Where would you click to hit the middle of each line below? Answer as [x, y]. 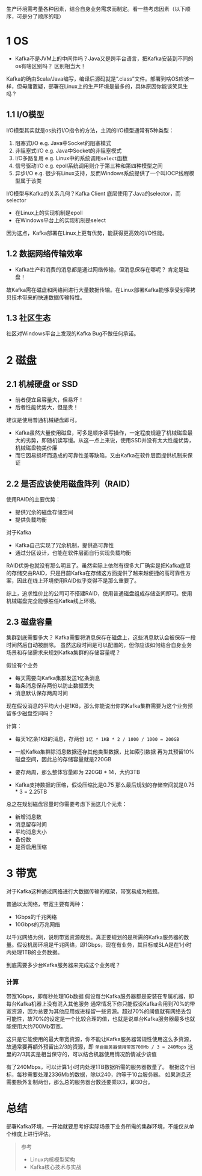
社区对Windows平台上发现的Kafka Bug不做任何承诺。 [73, 333]
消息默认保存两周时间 [41, 693]
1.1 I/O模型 [25, 115]
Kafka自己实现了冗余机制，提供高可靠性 [64, 545]
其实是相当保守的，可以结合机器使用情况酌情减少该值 [91, 1054]
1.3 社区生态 [29, 318]
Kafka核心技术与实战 [56, 1167]
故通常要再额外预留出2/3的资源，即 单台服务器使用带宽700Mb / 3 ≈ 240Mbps [96, 1047]
